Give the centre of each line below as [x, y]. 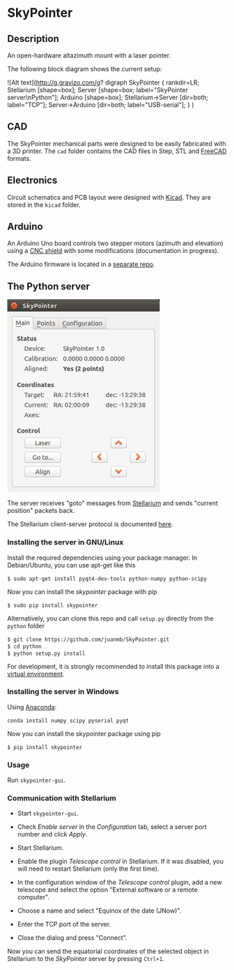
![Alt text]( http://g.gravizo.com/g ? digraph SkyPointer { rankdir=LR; [103, 82]
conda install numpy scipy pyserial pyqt [68, 721]
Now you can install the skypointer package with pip [83, 591]
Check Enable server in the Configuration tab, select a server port [112, 827]
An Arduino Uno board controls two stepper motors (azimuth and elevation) [116, 243]
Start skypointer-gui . [48, 813]
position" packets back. [41, 511]
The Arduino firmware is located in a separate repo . [81, 264]
